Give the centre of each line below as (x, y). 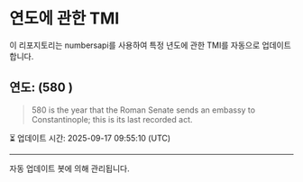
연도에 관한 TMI (64, 18)
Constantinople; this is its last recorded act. (112, 119)
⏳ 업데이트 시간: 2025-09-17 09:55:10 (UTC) (90, 138)
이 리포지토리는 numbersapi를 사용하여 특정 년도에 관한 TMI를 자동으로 (135, 45)
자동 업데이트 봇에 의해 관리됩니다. (69, 168)
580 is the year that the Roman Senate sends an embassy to (143, 110)
